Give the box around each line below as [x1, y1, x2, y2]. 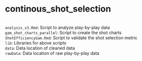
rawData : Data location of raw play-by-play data [5, 50, 99, 56]
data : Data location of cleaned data [5, 45, 75, 51]
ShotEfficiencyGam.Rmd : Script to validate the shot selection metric [5, 35, 138, 41]
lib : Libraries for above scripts [5, 40, 66, 46]
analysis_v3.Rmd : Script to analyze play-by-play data [5, 24, 110, 30]
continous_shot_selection [5, 3, 111, 15]
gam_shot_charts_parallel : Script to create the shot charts [5, 30, 122, 35]
